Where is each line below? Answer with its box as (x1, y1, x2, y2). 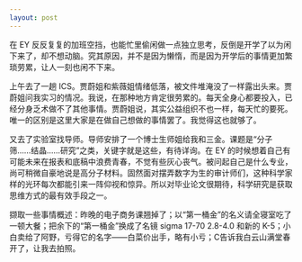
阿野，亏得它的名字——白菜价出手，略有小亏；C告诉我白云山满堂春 (40, 231, 291, 242)
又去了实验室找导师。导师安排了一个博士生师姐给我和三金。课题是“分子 (9, 133, 273, 144)
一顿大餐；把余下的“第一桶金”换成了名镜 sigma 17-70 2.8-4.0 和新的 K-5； (9, 220, 283, 230)
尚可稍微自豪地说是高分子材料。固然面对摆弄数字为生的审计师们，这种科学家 (9, 167, 293, 178)
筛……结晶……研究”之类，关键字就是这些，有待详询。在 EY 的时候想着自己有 (9, 145, 291, 156)
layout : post (9, 13, 58, 23)
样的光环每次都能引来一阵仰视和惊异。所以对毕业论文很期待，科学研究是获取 (9, 178, 293, 189)
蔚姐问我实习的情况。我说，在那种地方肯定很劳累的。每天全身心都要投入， (9, 92, 285, 103)
